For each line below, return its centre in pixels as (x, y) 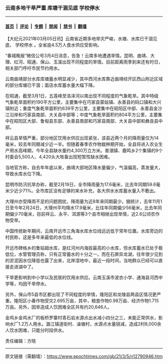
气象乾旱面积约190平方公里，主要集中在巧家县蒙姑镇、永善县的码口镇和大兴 (83, 102)
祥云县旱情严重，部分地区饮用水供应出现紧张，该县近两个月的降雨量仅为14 (82, 138)
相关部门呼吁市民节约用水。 (34, 68)
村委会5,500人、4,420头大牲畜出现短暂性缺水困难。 (59, 156)
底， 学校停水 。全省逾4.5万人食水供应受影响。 (53, 45)
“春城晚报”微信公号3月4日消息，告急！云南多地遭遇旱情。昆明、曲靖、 (78, 55)
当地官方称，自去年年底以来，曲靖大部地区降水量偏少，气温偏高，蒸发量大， (84, 167)
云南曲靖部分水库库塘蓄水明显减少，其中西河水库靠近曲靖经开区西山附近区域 (84, 78)
